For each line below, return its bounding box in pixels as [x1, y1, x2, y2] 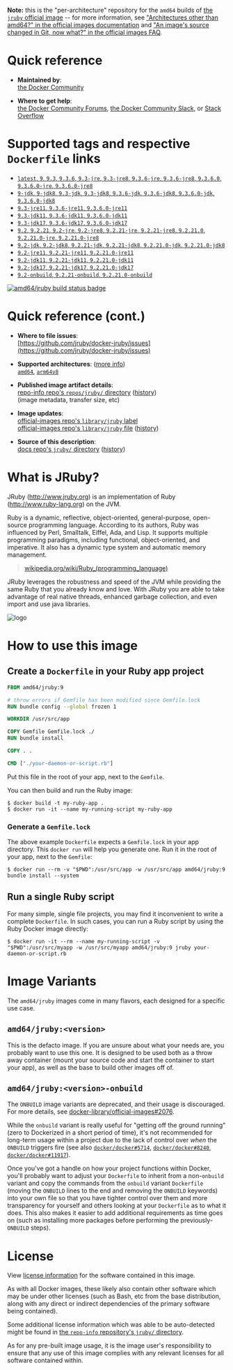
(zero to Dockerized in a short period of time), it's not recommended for [7, 1128, 213, 1137]
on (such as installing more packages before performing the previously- [7, 1216, 214, 1225]
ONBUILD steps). [7, 1223, 51, 1232]
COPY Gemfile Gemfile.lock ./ [7, 728, 95, 735]
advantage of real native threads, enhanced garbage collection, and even [7, 592, 218, 601]
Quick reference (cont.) [7, 309, 145, 324]
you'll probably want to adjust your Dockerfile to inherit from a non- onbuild [7, 1172, 224, 1180]
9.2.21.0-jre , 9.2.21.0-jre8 [17, 233, 99, 242]
